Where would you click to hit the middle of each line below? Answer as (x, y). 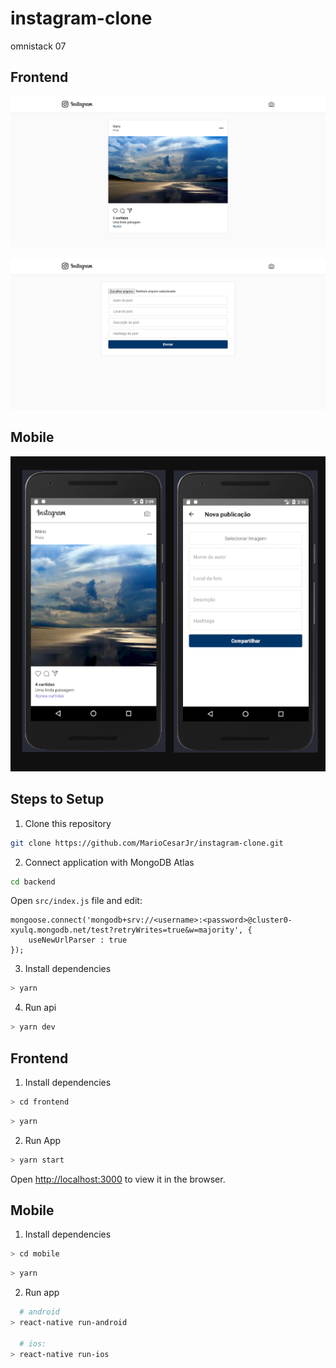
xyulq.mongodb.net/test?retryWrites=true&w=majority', (127, 930)
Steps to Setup (57, 799)
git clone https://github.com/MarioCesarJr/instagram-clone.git (147, 843)
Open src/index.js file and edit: (76, 901)
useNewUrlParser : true (78, 940)
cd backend (33, 882)
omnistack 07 (38, 46)
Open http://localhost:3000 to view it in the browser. (118, 1179)
